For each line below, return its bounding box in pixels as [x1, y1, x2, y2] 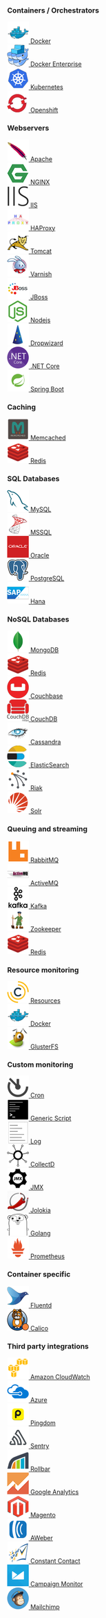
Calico [30, 1324, 49, 1332]
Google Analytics [30, 1487, 79, 1496]
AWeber [30, 1533, 54, 1542]
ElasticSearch [30, 761, 70, 769]
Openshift [30, 106, 59, 115]
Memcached [30, 433, 67, 442]
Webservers [7, 124, 50, 133]
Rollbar [30, 1465, 50, 1473]
